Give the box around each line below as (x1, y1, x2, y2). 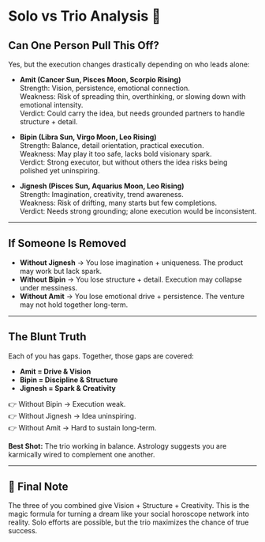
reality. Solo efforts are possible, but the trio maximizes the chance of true (8, 517, 249, 527)
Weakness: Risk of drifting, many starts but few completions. (19, 198, 218, 207)
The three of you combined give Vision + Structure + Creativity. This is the (8, 501, 250, 510)
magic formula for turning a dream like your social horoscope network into (8, 510, 250, 519)
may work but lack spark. (19, 266, 103, 275)
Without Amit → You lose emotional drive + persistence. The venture (19, 291, 245, 301)
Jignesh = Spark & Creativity (19, 383, 116, 392)
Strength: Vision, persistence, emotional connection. (19, 83, 191, 93)
